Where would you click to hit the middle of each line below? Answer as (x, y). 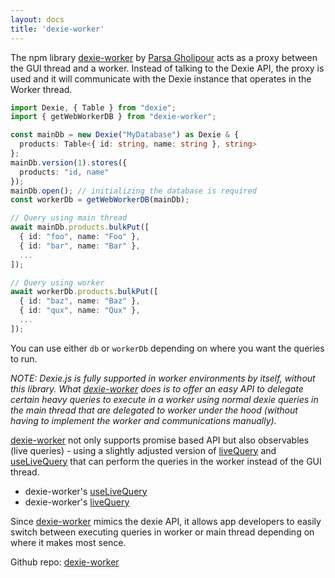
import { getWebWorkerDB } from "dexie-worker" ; (113, 117)
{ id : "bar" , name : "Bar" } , (80, 246)
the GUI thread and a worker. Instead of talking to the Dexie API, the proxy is (167, 68)
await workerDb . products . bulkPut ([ (84, 292)
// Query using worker (57, 282)
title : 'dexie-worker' (57, 29)
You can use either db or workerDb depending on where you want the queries (167, 348)
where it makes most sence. (68, 542)
